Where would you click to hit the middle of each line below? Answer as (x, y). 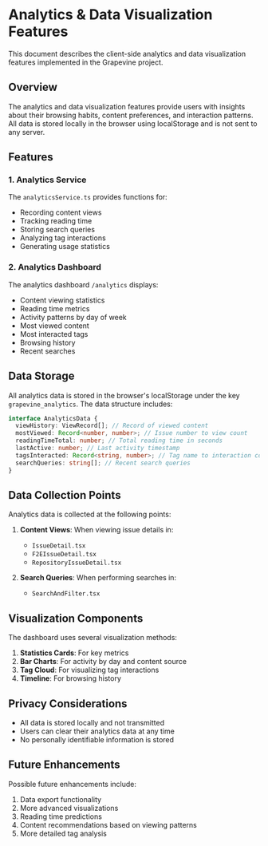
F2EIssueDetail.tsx (64, 555)
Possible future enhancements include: (73, 784)
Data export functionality (61, 799)
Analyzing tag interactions (63, 238)
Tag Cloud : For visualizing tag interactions (89, 670)
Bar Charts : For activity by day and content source (103, 662)
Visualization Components (76, 618)
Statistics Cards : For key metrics (74, 653)
